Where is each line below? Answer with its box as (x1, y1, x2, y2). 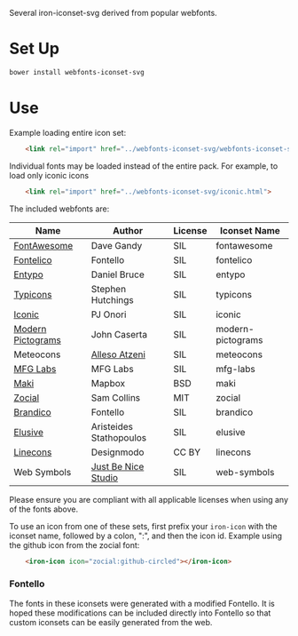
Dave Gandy (90, 239, 143, 251)
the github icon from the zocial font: (9, 539, 140, 550)
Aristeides (90, 420, 134, 433)
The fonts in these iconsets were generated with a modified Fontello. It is (9, 598, 275, 608)
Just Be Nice (90, 460, 145, 473)
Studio (90, 471, 118, 483)
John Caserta (90, 328, 148, 340)
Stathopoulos (90, 431, 147, 443)
